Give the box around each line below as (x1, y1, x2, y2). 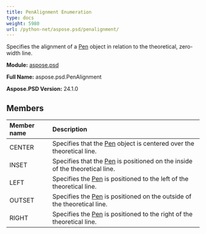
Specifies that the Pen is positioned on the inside (51, 157, 193, 166)
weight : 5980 (6, 20, 40, 26)
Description (51, 125, 88, 134)
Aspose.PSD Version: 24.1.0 (6, 85, 78, 93)
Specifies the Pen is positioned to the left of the (51, 174, 189, 183)
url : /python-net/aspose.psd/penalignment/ (6, 26, 120, 33)
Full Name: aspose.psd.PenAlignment (6, 73, 102, 80)
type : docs (6, 15, 34, 21)
